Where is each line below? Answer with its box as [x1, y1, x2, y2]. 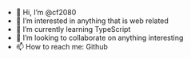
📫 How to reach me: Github [15, 42, 108, 51]
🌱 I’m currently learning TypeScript [15, 25, 131, 33]
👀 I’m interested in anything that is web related [15, 16, 169, 26]
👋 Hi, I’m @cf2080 [15, 8, 77, 17]
